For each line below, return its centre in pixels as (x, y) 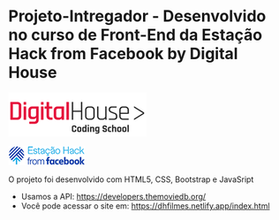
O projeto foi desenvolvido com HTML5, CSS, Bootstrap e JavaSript (131, 179)
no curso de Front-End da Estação (135, 35)
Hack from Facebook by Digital (123, 54)
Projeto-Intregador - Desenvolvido (137, 16)
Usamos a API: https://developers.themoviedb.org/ (113, 196)
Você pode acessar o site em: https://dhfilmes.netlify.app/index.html (145, 206)
